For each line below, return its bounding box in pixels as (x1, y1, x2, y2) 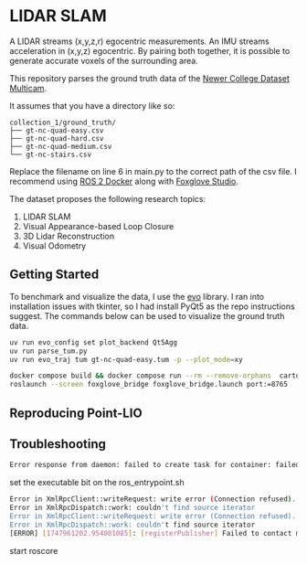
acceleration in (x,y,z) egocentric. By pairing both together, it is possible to (9, 45, 291, 56)
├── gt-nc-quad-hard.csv (9, 133, 104, 143)
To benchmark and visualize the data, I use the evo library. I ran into (9, 291, 265, 302)
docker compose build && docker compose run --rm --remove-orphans (9, 371, 272, 380)
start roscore (9, 545, 58, 556)
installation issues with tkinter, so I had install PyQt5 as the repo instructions (9, 301, 295, 312)
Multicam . (9, 82, 48, 93)
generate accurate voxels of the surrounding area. (9, 55, 199, 66)
